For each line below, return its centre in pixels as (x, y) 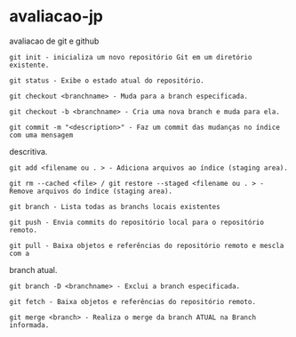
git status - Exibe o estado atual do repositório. (107, 80)
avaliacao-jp (56, 16)
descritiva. (28, 151)
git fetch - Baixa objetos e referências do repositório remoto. (132, 301)
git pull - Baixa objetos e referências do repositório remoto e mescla (147, 245)
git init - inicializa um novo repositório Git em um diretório (131, 57)
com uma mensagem (41, 135)
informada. (29, 325)
